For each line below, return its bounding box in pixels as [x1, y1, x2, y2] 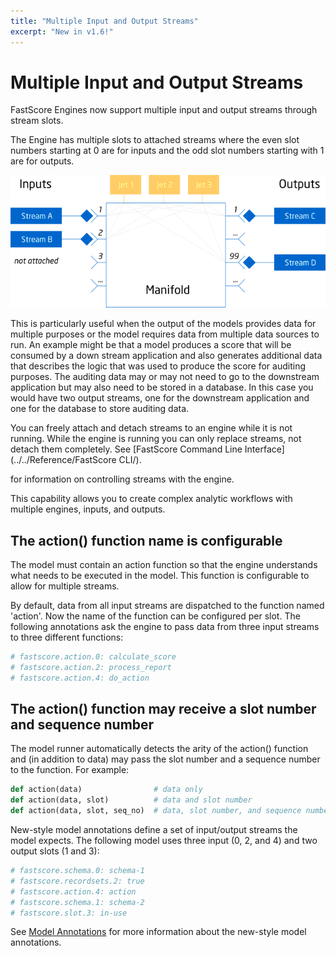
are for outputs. [10, 155, 75, 167]
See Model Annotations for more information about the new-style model [10, 926, 307, 938]
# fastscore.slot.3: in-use [10, 908, 128, 918]
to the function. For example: [10, 764, 130, 776]
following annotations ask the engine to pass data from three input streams [10, 620, 320, 632]
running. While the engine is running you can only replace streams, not [10, 433, 302, 445]
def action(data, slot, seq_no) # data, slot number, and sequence [10, 806, 302, 816]
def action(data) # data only [10, 785, 203, 795]
